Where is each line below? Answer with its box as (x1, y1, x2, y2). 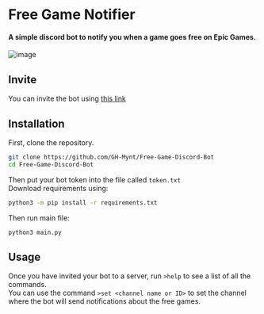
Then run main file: (8, 213, 70, 223)
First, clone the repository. (8, 138, 94, 147)
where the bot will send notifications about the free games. (8, 297, 201, 306)
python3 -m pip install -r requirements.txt (8, 198, 158, 207)
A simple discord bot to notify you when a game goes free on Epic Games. (8, 32, 256, 41)
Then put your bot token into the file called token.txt (8, 174, 181, 184)
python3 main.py (8, 228, 62, 236)
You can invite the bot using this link (8, 94, 127, 104)
